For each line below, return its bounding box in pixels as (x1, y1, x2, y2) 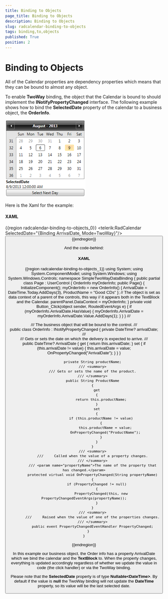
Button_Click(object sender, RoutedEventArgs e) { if (36, 304, 132, 309)
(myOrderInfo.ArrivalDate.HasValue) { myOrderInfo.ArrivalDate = (24, 309, 144, 314)
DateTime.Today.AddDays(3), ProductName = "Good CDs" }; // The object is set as (7, 289, 160, 295)
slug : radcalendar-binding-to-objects (5, 24, 86, 29)
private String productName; (63, 359, 121, 365)
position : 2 (5, 40, 30, 45)
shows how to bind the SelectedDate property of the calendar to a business (5, 104, 162, 110)
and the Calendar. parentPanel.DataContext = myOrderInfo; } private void (16, 299, 151, 305)
